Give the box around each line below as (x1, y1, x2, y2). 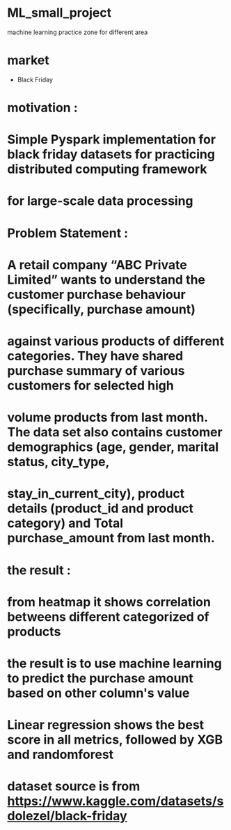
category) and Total (7, 516, 124, 531)
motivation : (7, 100, 78, 116)
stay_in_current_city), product (7, 486, 185, 502)
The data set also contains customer (7, 424, 223, 440)
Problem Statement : (7, 225, 129, 241)
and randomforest (7, 747, 114, 762)
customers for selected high (7, 378, 174, 393)
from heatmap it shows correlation (7, 594, 211, 610)
